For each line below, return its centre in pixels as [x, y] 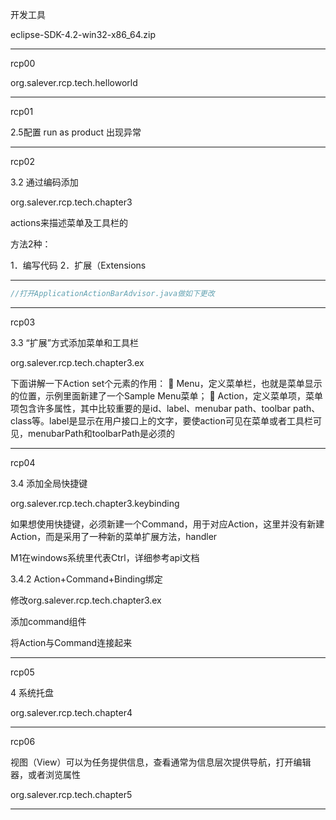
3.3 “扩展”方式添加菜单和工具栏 [74, 342]
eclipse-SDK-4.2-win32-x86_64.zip [83, 34]
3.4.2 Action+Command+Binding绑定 [86, 579]
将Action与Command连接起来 [71, 642]
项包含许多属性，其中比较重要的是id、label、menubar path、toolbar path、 [165, 408]
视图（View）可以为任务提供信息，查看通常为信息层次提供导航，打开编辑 [161, 762]
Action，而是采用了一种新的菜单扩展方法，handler [114, 536]
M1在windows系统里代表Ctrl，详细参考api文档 [105, 557]
